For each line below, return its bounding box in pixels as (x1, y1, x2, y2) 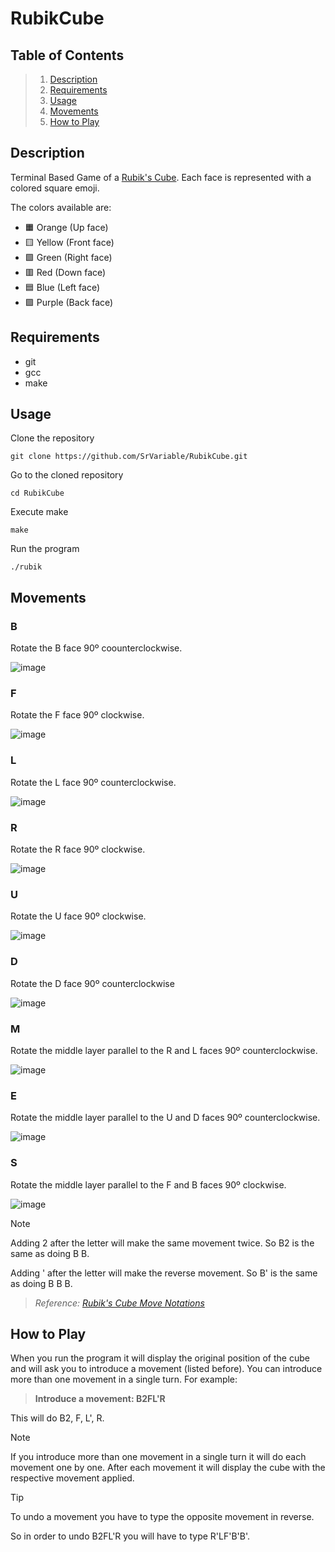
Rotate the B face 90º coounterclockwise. (10, 642, 183, 654)
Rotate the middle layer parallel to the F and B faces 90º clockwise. (10, 1178, 287, 1191)
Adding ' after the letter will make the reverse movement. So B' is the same (10, 1267, 318, 1279)
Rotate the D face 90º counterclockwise (10, 977, 175, 989)
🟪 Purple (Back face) (24, 296, 114, 308)
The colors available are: (10, 201, 112, 213)
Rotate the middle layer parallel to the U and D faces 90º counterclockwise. (10, 1112, 321, 1124)
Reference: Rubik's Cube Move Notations (34, 1297, 205, 1309)
